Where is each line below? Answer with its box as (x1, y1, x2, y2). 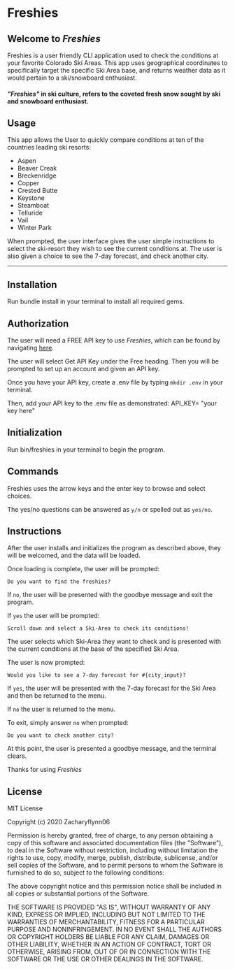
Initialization (7, 426, 63, 438)
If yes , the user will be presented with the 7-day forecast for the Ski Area (7, 684, 216, 693)
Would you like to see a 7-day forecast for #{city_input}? (7, 672, 187, 679)
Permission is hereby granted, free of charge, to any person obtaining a (7, 831, 213, 840)
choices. (7, 491, 32, 500)
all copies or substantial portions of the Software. (7, 889, 149, 898)
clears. (7, 752, 27, 760)
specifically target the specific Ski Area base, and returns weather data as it (7, 66, 226, 74)
